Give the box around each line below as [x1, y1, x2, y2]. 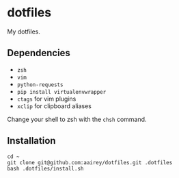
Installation [7, 135, 56, 147]
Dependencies [7, 47, 70, 59]
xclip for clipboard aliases [16, 101, 92, 110]
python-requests [16, 81, 64, 88]
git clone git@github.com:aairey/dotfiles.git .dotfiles [7, 159, 173, 166]
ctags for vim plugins [16, 94, 77, 103]
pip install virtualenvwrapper [16, 88, 107, 95]
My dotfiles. [7, 27, 41, 36]
